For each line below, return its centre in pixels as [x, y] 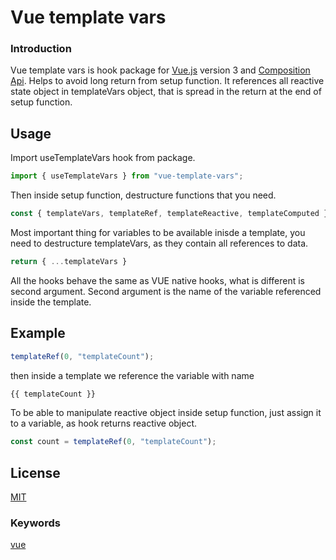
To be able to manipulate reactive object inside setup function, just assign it [166, 413]
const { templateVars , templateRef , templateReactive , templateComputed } [169, 214]
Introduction [41, 49]
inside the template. [51, 302]
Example [38, 333]
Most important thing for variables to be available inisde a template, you [158, 233]
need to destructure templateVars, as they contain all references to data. [159, 243]
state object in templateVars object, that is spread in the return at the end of [166, 92]
